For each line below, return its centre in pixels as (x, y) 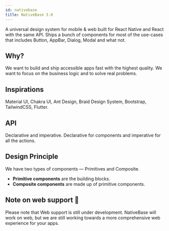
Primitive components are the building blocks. (61, 179)
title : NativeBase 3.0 (29, 15)
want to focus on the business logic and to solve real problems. (71, 74)
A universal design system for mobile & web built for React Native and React (85, 29)
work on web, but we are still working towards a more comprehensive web (83, 218)
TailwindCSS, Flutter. (27, 107)
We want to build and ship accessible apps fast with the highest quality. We (84, 68)
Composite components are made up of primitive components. (79, 184)
